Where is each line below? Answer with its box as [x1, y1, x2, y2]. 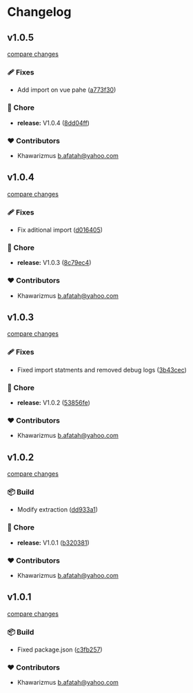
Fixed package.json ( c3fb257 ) [17, 645, 103, 654]
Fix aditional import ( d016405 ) [17, 225, 103, 234]
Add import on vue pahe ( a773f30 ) [17, 86, 116, 94]
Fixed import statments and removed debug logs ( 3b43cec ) [17, 365, 187, 374]
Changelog [7, 4, 72, 20]
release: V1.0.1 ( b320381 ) [17, 539, 90, 547]
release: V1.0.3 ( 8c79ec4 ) [17, 259, 92, 267]
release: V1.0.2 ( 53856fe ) [17, 399, 91, 407]
